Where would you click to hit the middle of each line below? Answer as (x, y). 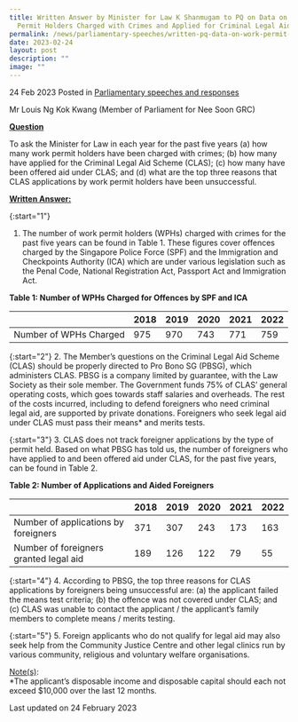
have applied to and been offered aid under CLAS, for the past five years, (143, 458)
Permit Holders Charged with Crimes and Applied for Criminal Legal (146, 26)
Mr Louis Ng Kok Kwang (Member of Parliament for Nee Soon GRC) (132, 109)
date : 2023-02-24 (41, 42)
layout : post (33, 51)
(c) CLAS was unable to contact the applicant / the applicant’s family (134, 608)
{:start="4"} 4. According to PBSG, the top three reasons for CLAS (130, 580)
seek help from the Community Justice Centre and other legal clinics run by (147, 645)
